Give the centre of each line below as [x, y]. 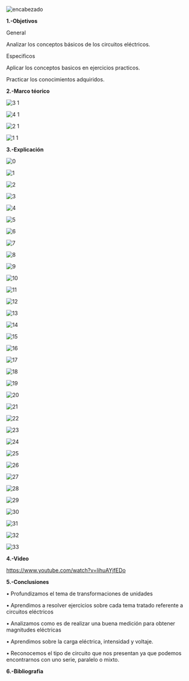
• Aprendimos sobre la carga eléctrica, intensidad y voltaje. [80, 641]
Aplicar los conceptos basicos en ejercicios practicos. [73, 68]
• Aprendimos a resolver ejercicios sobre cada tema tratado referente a [95, 605]
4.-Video [17, 559]
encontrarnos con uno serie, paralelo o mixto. [63, 660]
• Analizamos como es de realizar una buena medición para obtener [91, 623]
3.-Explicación [25, 150]
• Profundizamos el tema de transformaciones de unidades [80, 594]
